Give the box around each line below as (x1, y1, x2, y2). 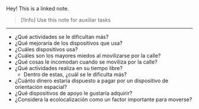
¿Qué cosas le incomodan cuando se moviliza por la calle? (14, 58, 158, 65)
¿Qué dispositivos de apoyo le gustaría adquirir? (14, 90, 133, 97)
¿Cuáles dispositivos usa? (14, 46, 78, 52)
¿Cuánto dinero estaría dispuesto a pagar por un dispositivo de (14, 77, 169, 84)
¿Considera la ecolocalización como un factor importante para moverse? (14, 96, 192, 103)
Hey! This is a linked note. (6, 5, 69, 12)
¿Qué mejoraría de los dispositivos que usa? (14, 39, 123, 47)
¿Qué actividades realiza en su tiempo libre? (14, 65, 123, 71)
